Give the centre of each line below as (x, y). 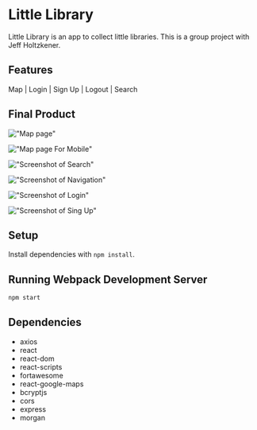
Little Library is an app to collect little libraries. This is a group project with (129, 37)
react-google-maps (52, 384)
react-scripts (41, 366)
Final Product (42, 114)
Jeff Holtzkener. (35, 45)
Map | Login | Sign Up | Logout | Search (73, 89)
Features (31, 70)
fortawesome (41, 375)
